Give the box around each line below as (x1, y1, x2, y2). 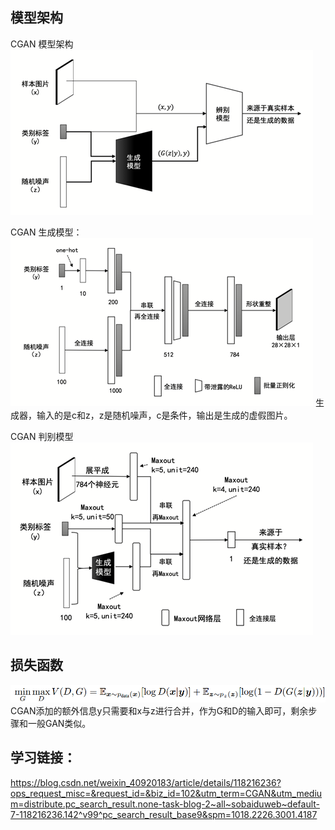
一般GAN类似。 (27, 717, 92, 729)
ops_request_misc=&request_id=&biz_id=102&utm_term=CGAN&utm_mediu (10, 787, 323, 799)
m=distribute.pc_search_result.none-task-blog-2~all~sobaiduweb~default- (10, 798, 321, 810)
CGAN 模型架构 (10, 38, 74, 50)
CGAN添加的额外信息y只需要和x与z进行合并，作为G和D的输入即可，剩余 (10, 704, 309, 717)
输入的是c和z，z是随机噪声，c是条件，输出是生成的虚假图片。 (36, 409, 293, 421)
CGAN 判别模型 (10, 430, 74, 442)
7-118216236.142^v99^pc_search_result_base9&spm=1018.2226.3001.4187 (10, 808, 318, 820)
